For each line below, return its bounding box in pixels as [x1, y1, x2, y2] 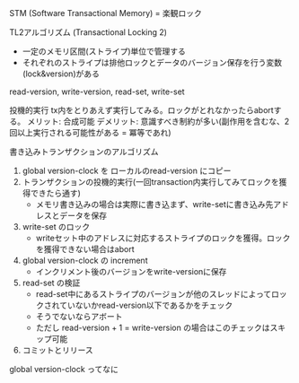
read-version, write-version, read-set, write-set [9, 86, 186, 97]
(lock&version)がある [22, 68, 101, 79]
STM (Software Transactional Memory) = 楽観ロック [9, 8, 202, 18]
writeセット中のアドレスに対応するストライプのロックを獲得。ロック [35, 232, 291, 243]
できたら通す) [30, 187, 81, 198]
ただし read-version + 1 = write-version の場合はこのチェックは [35, 322, 270, 333]
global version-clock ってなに [9, 364, 119, 374]
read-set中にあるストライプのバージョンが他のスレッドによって [35, 289, 272, 299]
